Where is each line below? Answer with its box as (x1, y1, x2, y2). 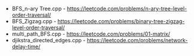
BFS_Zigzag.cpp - (11, 18, 57, 24)
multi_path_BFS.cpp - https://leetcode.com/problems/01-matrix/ (11, 30, 171, 38)
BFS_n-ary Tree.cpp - (11, 5, 66, 12)
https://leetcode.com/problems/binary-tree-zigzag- (57, 18, 185, 24)
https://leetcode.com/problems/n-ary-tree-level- (66, 5, 187, 12)
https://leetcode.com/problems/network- (86, 37, 188, 43)
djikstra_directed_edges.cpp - (11, 37, 86, 43)
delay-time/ (11, 43, 41, 50)
